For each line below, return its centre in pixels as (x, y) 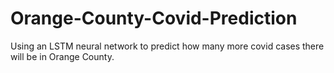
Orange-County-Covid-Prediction (154, 18)
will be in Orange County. (62, 56)
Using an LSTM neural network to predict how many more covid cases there (167, 46)
